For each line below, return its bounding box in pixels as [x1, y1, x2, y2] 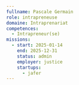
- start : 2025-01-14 [11, 42, 63, 48]
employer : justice [17, 59, 63, 65]
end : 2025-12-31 [17, 48, 58, 54]
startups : [17, 64, 42, 71]
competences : [6, 25, 39, 32]
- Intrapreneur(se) [11, 31, 60, 37]
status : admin [17, 53, 52, 59]
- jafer [22, 70, 42, 76]
